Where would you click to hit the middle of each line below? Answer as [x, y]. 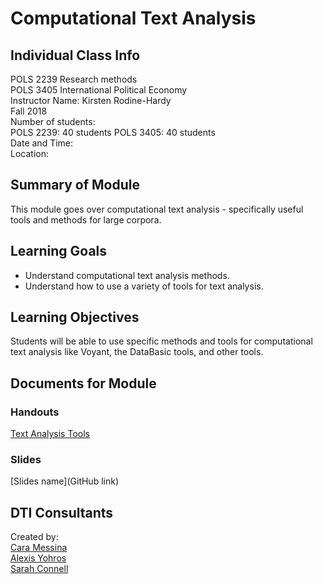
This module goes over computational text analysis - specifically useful [157, 209]
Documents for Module [83, 383]
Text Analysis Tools [50, 434]
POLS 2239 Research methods [74, 79]
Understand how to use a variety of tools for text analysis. [144, 286]
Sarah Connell [39, 569]
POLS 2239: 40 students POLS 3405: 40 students [113, 132]
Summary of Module [75, 185]
